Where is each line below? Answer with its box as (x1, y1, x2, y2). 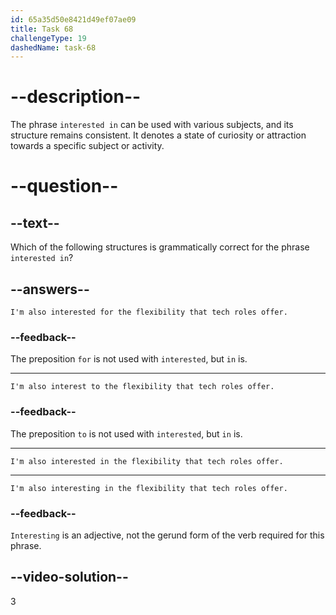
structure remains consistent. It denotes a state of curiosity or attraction (10, 129, 307, 141)
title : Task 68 (10, 24, 74, 34)
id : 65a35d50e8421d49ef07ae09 (10, 14, 137, 25)
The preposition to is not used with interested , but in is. (10, 427, 243, 440)
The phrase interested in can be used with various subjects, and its (10, 119, 294, 131)
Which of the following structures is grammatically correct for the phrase (10, 241, 310, 253)
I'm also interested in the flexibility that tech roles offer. (10, 456, 284, 466)
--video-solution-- (10, 569, 129, 586)
